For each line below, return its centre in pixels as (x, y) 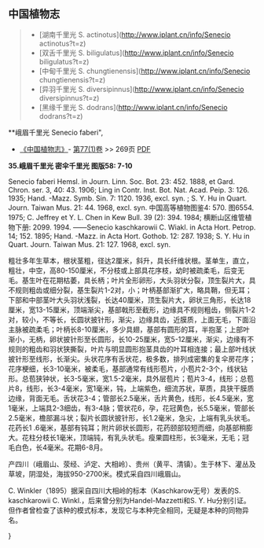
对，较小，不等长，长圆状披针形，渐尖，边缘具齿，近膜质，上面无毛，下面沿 (132, 319)
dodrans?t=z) (61, 116)
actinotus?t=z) (62, 43)
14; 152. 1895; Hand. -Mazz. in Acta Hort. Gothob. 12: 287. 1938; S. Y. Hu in (129, 236)
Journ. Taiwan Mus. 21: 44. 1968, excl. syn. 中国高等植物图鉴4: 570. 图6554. (131, 208)
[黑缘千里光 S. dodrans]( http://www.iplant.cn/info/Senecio (133, 107)
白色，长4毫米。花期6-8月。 (61, 447)
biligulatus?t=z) (64, 61)
